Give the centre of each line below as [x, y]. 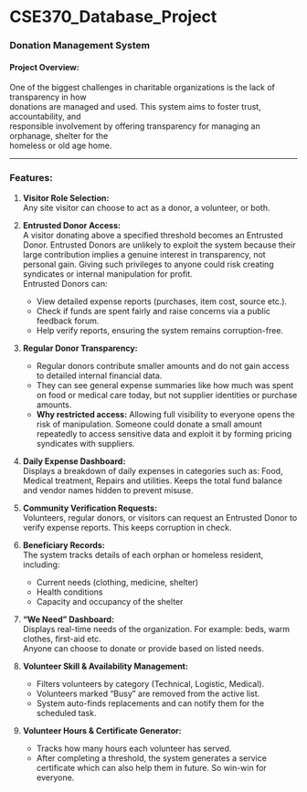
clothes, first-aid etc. [62, 639]
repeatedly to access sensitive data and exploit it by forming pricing [164, 433]
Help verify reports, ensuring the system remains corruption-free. [160, 330]
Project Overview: [44, 67]
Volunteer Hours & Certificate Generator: [102, 730]
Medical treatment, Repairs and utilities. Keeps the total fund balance [153, 480]
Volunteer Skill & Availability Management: [106, 666]
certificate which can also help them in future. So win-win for [151, 767]
